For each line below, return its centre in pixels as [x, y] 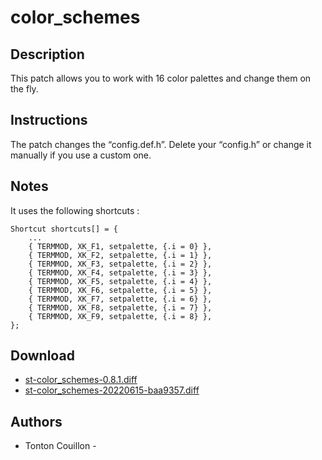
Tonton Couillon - [60, 446]
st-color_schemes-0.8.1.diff [81, 380]
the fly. [24, 89]
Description [47, 54]
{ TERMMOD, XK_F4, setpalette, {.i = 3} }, [120, 272]
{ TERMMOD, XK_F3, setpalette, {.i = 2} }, [120, 264]
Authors [36, 421]
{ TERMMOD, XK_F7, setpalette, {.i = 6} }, [120, 299]
